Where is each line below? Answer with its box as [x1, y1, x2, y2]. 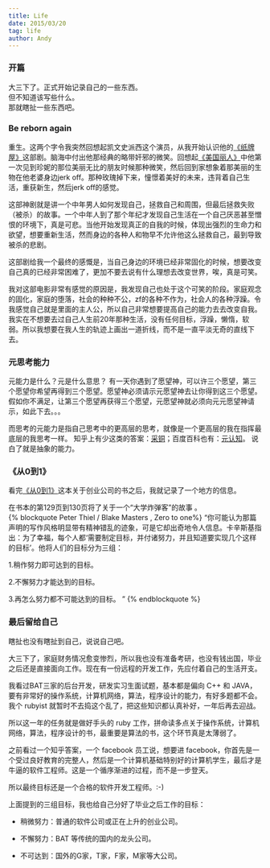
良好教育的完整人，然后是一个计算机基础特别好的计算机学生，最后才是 [29, 754, 262, 765]
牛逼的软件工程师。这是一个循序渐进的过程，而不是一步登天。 [8, 765, 213, 775]
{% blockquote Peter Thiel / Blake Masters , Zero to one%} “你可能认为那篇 [8, 513, 257, 523]
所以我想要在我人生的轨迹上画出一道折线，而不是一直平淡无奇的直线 [22, 324, 247, 334]
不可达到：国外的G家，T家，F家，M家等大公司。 [19, 850, 182, 860]
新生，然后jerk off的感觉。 [35, 182, 124, 192]
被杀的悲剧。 [8, 239, 51, 250]
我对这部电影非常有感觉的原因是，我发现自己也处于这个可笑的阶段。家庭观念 [8, 283, 262, 294]
